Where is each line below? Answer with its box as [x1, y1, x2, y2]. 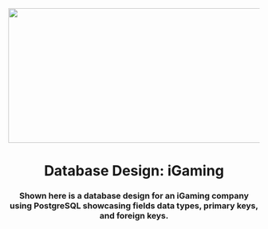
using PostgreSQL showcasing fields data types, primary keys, [9, 200, 259, 211]
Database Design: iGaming [43, 162, 225, 180]
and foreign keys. [99, 211, 169, 222]
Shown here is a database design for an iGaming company [18, 191, 250, 202]
